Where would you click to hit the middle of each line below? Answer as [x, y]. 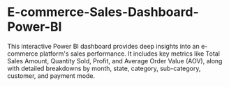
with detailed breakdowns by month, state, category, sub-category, [104, 68]
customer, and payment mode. [51, 76]
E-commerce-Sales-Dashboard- [103, 12]
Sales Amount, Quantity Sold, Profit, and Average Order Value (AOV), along [115, 61]
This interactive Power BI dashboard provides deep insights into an [104, 46]
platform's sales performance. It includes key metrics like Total [130, 54]
